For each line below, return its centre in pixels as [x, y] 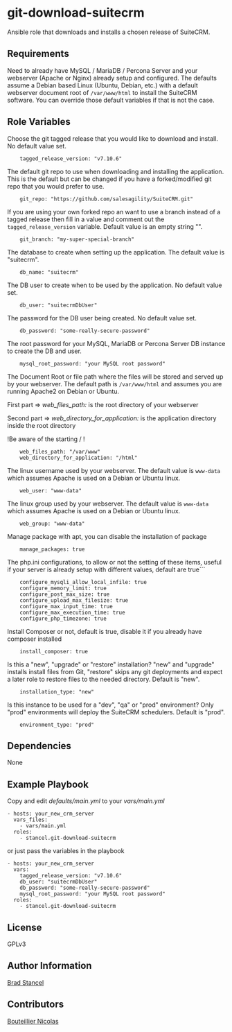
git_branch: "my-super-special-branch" [77, 239]
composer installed [35, 639]
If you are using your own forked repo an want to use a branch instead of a [114, 212]
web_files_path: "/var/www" [60, 452]
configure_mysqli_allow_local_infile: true [83, 582]
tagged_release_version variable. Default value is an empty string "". [105, 226]
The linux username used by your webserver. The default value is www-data [114, 470]
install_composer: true [54, 651]
